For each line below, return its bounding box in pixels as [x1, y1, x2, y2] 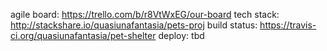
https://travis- [259, 19, 317, 31]
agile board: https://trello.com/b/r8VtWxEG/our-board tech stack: [10, 9, 280, 20]
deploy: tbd [158, 30, 205, 41]
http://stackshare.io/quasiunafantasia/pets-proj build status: [10, 19, 258, 31]
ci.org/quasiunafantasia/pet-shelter [10, 30, 157, 41]
